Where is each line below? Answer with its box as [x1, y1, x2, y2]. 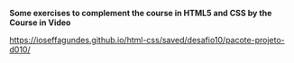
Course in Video [9, 17, 71, 28]
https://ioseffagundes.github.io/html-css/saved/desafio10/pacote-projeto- [9, 35, 286, 45]
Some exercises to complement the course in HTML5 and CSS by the [9, 8, 272, 18]
